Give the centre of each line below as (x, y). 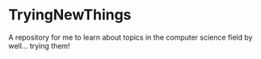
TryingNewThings (70, 15)
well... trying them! (39, 45)
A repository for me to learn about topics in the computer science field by (130, 37)
